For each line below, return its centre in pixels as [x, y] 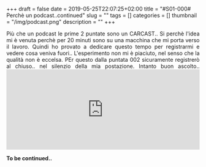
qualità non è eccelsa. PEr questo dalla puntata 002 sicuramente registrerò [103, 60]
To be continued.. [29, 158]
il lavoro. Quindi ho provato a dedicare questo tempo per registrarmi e [103, 46]
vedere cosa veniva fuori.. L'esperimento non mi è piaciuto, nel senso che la [103, 53]
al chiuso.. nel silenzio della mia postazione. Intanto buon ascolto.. [103, 66]
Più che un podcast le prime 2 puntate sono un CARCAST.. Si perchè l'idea [103, 34]
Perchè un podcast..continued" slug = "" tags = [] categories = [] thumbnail [102, 15]
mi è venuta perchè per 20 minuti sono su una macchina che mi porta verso [103, 40]
